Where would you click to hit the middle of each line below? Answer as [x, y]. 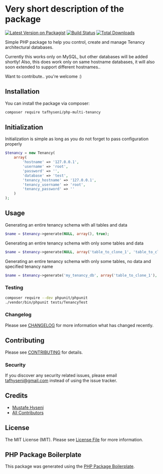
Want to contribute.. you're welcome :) [43, 76]
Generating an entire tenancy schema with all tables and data [66, 225]
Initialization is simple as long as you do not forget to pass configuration [77, 139]
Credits [16, 396]
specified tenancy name [29, 266]
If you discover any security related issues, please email [61, 375]
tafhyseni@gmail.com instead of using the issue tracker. [61, 380]
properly [14, 144]
